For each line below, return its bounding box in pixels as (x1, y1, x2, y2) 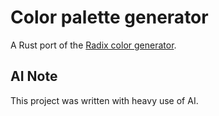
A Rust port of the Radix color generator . (10, 39, 177, 51)
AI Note (10, 68, 58, 85)
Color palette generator (10, 6, 209, 29)
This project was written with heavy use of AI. (10, 94, 199, 106)
